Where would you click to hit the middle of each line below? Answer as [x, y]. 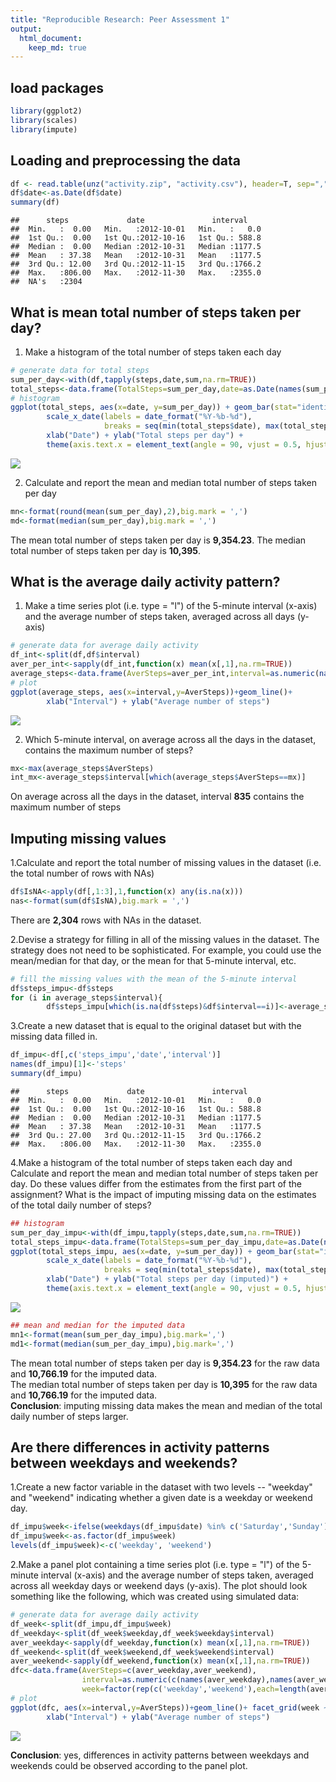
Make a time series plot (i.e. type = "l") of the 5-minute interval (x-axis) [171, 606]
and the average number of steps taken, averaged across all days [159, 617]
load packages [57, 87]
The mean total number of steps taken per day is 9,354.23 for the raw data [165, 1363]
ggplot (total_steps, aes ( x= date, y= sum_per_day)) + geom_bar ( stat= [154, 407]
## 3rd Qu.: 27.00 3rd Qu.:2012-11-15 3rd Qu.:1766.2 [136, 1135]
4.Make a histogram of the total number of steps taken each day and [151, 1162]
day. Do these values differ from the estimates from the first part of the [156, 1183]
